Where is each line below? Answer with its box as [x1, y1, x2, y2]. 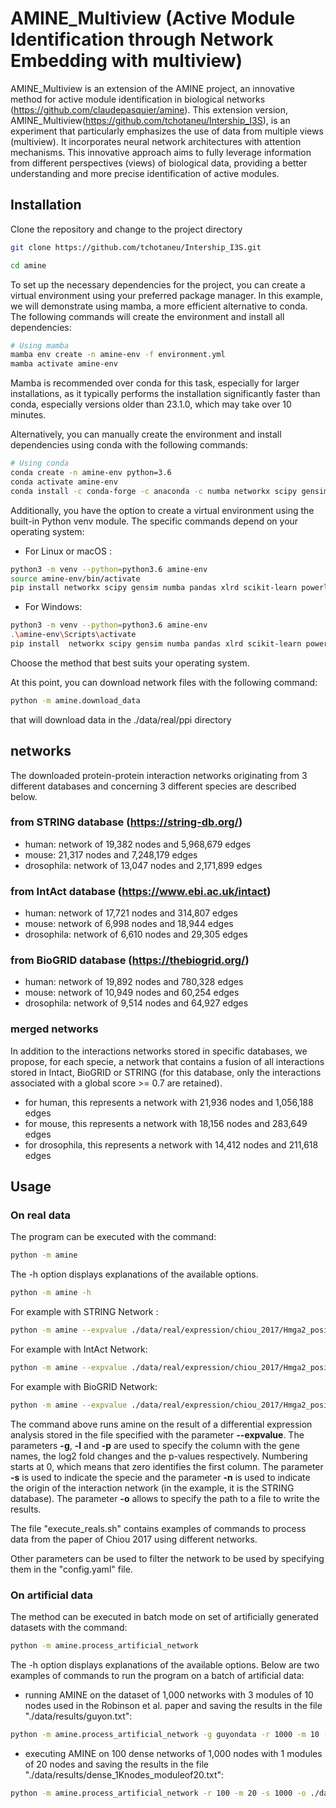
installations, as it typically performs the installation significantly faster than [10, 388, 321, 400]
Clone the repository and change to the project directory [10, 223, 243, 235]
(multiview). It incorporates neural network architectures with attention [10, 135, 302, 147]
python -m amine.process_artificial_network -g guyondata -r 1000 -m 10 [10, 1729, 320, 1739]
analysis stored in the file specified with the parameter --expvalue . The [10, 1428, 305, 1441]
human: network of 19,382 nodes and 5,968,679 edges [24, 838, 252, 850]
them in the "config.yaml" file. [10, 1563, 133, 1575]
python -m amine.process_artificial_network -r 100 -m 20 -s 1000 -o [10, 1788, 307, 1798]
